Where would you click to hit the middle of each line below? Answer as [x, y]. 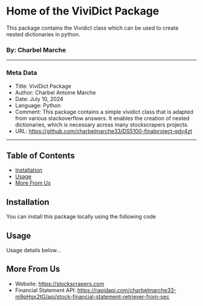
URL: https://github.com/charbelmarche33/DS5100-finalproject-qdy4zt [103, 131]
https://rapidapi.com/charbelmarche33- [127, 290]
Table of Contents [41, 155]
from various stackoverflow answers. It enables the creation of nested [102, 118]
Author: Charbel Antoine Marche [55, 93]
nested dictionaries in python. [43, 34]
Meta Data [22, 73]
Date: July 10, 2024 [39, 99]
